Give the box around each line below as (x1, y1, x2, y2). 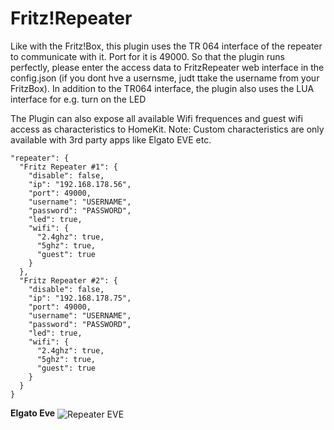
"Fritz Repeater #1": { (19, 162, 118, 172)
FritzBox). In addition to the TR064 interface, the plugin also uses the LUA (10, 82, 315, 94)
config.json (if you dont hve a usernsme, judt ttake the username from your (10, 72, 320, 84)
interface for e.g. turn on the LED (10, 93, 147, 105)
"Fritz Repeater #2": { (19, 275, 118, 286)
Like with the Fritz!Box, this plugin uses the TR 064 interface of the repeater (10, 40, 323, 52)
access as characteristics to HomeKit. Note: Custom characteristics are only (10, 123, 325, 135)
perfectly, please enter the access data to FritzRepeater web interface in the (10, 61, 325, 73)
